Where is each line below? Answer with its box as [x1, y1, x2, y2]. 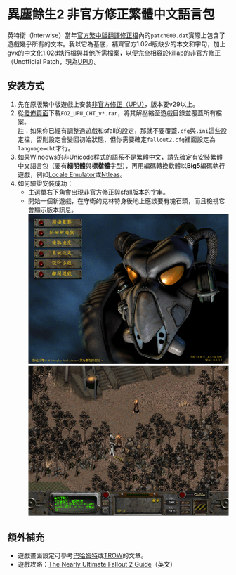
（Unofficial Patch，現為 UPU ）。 [7, 57, 100, 65]
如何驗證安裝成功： [17, 179, 74, 187]
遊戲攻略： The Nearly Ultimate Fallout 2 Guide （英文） [17, 560, 177, 569]
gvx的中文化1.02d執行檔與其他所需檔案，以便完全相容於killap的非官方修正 [7, 49, 221, 57]
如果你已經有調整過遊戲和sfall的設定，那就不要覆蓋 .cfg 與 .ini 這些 [29, 126, 221, 134]
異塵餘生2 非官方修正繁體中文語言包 [7, 6, 216, 22]
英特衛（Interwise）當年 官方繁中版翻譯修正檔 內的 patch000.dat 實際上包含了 [7, 31, 226, 39]
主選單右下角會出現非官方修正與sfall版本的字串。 [27, 188, 170, 196]
